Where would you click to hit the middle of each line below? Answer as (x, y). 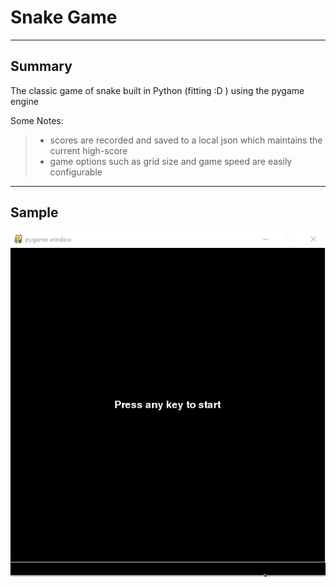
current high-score (88, 150)
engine (24, 101)
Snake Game (64, 17)
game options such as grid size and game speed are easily (171, 161)
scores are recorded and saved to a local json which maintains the (186, 140)
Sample (34, 212)
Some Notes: (37, 120)
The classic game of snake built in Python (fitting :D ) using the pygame (157, 90)
